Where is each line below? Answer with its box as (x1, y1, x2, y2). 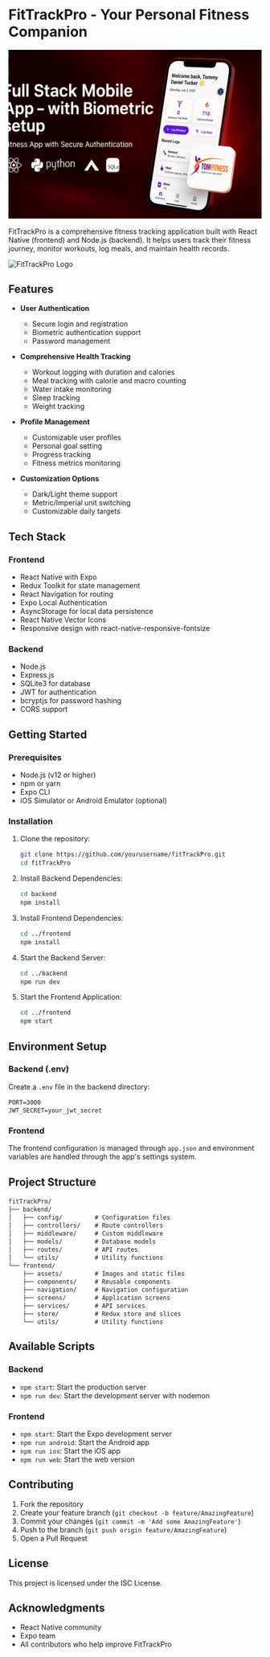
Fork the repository (19, 1499, 84, 1508)
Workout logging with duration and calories (31, 367, 175, 377)
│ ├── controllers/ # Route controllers (8, 1221, 163, 1229)
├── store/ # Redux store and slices (22, 1310, 182, 1318)
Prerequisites (8, 751, 62, 763)
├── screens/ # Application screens (22, 1294, 171, 1302)
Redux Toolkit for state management (19, 581, 141, 591)
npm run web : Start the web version (19, 1454, 135, 1464)
